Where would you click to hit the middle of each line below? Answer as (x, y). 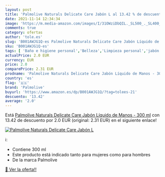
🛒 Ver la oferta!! (21, 170)
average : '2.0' (21, 101)
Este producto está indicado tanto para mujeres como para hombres (81, 155)
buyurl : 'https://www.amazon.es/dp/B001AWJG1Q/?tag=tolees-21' (71, 92)
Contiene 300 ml (29, 149)
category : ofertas (24, 32)
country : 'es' (20, 78)
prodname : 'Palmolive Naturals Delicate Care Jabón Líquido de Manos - (80, 74)
